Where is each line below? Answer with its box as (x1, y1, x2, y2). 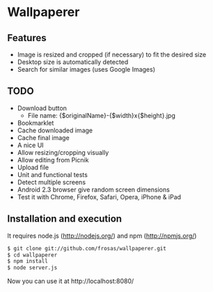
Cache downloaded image (17, 126, 93, 135)
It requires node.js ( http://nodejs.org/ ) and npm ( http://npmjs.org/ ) (7, 231, 197, 240)
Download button (17, 104, 68, 112)
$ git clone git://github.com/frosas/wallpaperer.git (7, 245, 167, 252)
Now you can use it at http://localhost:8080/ (7, 277, 134, 286)
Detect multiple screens (17, 178, 86, 186)
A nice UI (17, 141, 44, 149)
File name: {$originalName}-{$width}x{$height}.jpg (27, 111, 175, 119)
